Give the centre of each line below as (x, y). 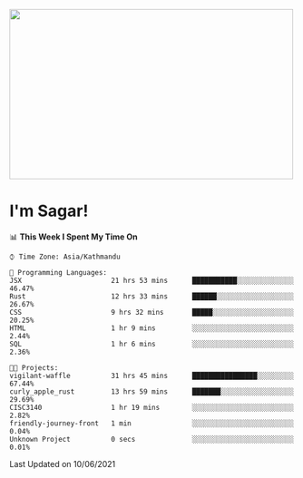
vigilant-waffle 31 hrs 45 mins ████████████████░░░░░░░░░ (152, 376)
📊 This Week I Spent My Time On (73, 237)
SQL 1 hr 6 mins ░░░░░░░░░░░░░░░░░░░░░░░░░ (152, 344)
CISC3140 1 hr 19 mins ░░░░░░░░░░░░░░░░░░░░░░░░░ (152, 407)
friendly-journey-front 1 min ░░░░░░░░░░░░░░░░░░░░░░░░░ (152, 423)
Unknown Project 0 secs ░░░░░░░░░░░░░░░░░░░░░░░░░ (152, 439)
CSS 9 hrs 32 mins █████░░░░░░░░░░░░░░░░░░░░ (152, 312)
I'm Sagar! (49, 211)
